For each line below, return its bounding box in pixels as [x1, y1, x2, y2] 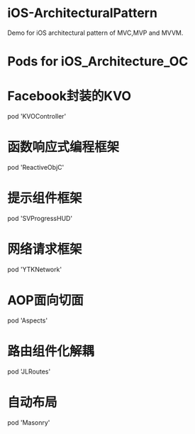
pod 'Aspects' [7, 316, 48, 325]
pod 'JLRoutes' [7, 367, 51, 376]
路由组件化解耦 [7, 343, 95, 359]
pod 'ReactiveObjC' [7, 163, 65, 171]
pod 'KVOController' [7, 112, 67, 121]
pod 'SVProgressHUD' [7, 214, 73, 222]
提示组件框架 [7, 190, 83, 207]
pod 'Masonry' [7, 418, 50, 427]
